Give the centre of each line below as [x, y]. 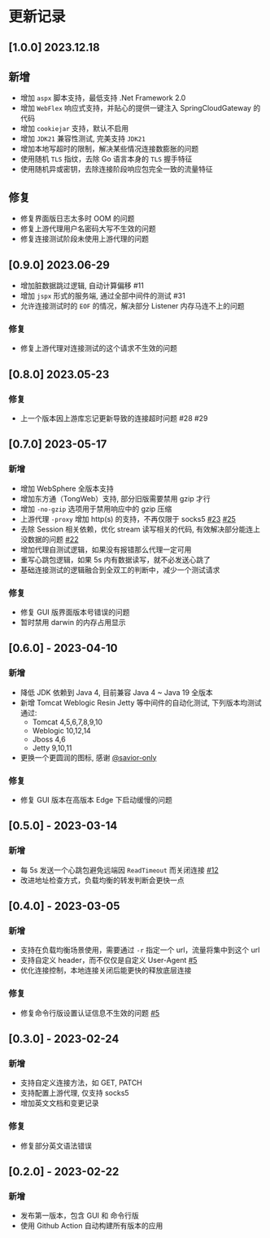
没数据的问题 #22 [49, 539]
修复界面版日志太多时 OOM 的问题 [77, 219]
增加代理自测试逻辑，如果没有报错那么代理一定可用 [106, 549]
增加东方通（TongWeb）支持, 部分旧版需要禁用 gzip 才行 [115, 498]
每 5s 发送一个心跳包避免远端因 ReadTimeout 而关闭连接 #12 [120, 870]
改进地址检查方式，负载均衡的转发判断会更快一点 [102, 880]
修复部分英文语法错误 [56, 1145]
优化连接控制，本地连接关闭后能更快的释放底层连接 [106, 970]
